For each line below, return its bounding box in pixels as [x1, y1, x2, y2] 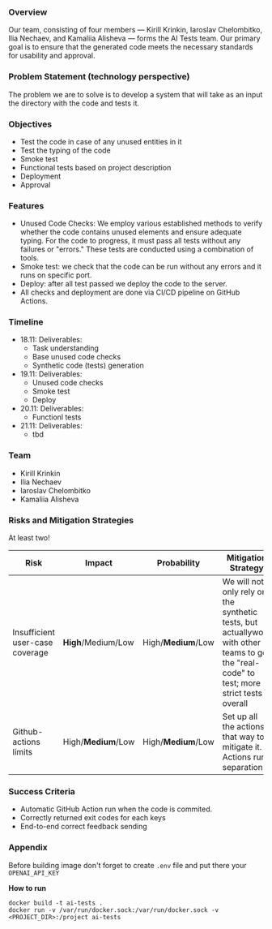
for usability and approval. [8, 51, 96, 61]
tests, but [222, 617, 258, 628]
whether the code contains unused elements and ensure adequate [19, 227, 242, 237]
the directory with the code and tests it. [8, 98, 140, 108]
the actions [222, 721, 265, 733]
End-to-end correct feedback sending [19, 822, 147, 832]
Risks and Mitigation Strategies [8, 514, 134, 526]
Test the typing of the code [19, 145, 111, 155]
